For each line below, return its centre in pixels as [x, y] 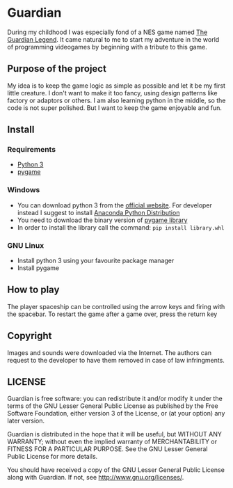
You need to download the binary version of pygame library [102, 220]
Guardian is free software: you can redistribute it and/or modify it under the [115, 399]
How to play [33, 290]
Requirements [32, 150]
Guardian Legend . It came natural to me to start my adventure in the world [113, 39]
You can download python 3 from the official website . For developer [114, 205]
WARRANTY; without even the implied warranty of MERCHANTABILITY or [112, 442]
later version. [26, 421]
